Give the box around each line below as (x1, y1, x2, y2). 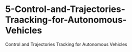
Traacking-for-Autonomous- (5, 14, 127, 25)
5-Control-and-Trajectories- (5, 3, 125, 15)
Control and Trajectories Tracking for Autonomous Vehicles (5, 41, 127, 47)
